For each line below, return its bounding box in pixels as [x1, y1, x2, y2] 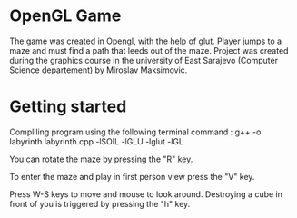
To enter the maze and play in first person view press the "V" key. [9, 171, 255, 182]
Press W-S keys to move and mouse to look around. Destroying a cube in [9, 188, 283, 200]
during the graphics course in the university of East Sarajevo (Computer [9, 54, 279, 65]
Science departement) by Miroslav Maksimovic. [9, 64, 188, 75]
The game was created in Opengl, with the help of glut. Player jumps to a [9, 35, 282, 46]
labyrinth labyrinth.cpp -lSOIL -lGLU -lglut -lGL [9, 135, 184, 146]
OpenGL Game [9, 5, 122, 26]
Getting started [9, 96, 127, 117]
